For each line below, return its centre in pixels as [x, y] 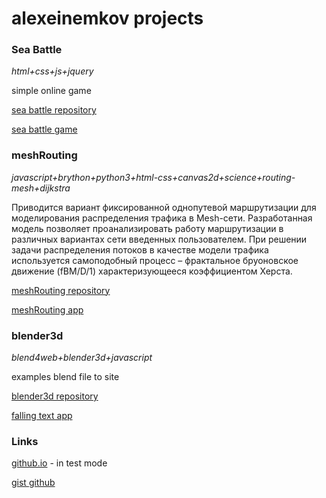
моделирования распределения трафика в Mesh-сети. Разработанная [162, 218]
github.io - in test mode [59, 463]
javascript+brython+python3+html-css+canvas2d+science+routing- [153, 177]
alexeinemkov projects [107, 18]
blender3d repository [55, 396]
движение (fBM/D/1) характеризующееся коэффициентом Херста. [152, 271]
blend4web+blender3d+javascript [82, 358]
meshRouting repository [61, 290]
